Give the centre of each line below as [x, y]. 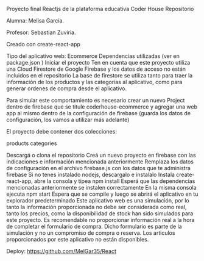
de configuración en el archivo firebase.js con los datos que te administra [98, 168]
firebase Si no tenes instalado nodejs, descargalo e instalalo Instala [91, 174]
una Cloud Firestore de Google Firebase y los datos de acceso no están [96, 69]
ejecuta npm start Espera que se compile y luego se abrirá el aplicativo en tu [102, 194]
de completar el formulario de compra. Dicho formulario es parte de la [94, 226]
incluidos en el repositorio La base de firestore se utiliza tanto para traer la [100, 75]
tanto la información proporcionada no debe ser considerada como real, [97, 207]
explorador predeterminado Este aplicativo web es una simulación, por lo [98, 200]
